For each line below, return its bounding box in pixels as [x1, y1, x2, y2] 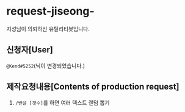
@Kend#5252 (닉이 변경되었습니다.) [6, 62, 85, 69]
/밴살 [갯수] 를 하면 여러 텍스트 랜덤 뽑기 [15, 99, 110, 106]
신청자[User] [6, 44, 53, 55]
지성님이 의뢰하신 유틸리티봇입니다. [6, 25, 90, 32]
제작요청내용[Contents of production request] [6, 82, 180, 92]
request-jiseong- [6, 4, 95, 18]
